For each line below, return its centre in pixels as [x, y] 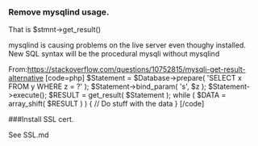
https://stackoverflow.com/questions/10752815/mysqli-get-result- [136, 69]
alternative [26, 78]
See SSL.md [29, 135]
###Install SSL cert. [41, 119]
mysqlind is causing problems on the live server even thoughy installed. [127, 45]
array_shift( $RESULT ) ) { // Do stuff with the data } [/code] [106, 104]
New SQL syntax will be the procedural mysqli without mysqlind [114, 54]
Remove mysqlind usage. [59, 12]
